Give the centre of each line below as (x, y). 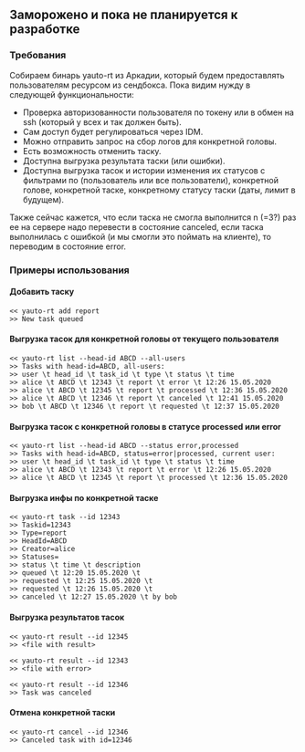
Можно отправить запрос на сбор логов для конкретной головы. (149, 141)
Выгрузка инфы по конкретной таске (84, 497)
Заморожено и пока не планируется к (124, 15)
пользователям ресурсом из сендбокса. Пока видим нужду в (130, 85)
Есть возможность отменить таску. (92, 151)
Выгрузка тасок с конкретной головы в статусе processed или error (145, 426)
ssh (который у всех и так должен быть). (102, 121)
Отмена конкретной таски (63, 713)
